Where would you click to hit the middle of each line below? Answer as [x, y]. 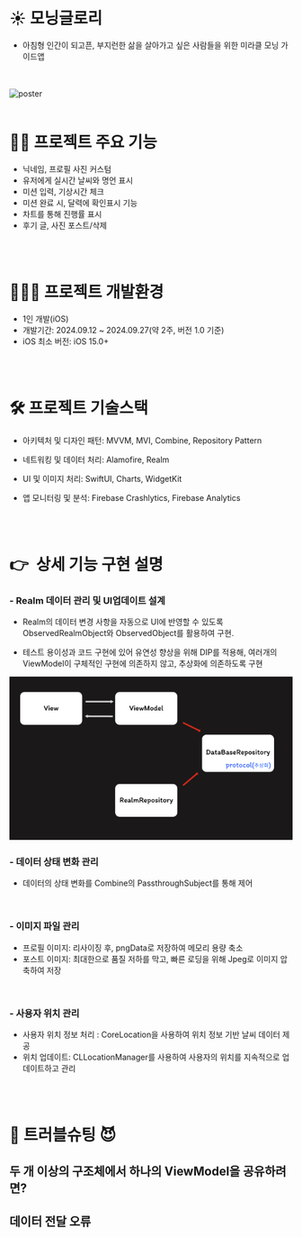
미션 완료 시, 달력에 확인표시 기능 [80, 203]
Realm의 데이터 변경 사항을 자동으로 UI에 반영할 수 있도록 [123, 622]
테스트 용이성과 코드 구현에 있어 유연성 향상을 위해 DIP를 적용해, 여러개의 [150, 652]
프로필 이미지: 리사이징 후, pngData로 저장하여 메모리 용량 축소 [133, 948]
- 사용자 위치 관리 [44, 1013]
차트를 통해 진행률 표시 [62, 214]
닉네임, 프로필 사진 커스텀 [67, 168]
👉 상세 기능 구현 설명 [86, 564]
